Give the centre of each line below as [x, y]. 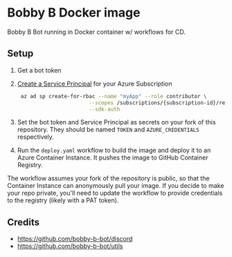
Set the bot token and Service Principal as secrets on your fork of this [116, 122]
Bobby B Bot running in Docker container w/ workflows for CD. [96, 32]
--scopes [101, 103]
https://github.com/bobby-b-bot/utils [70, 246]
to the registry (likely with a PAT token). [63, 200]
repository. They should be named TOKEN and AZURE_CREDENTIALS [108, 130]
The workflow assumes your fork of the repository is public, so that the [108, 178]
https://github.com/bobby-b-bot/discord [75, 239]
